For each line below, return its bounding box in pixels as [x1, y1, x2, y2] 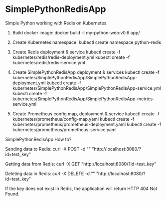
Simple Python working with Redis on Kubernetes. [5, 20, 108, 26]
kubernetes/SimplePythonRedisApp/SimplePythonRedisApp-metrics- [12, 96, 155, 102]
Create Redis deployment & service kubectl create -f [12, 49, 121, 55]
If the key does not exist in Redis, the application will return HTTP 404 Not [5, 186, 158, 192]
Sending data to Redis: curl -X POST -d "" [5, 146, 91, 152]
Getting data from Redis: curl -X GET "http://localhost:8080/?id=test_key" [5, 161, 157, 167]
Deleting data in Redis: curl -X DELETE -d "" [5, 171, 96, 177]
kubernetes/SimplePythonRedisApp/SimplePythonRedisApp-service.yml [12, 85, 161, 91]
